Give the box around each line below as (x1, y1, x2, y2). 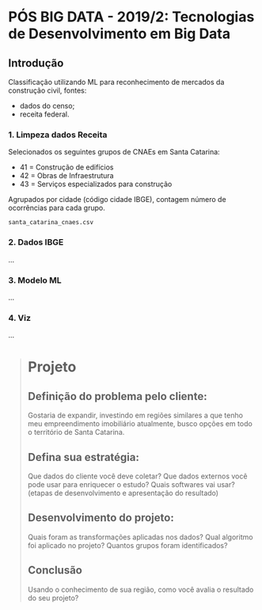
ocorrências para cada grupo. (8, 203, 105, 213)
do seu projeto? (27, 593, 79, 602)
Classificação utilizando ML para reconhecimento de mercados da (8, 78, 225, 86)
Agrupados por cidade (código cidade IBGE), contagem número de (8, 195, 227, 204)
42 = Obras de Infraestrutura (19, 171, 114, 181)
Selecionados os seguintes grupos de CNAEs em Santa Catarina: (8, 147, 220, 157)
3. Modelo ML (8, 274, 62, 285)
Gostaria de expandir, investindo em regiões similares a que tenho (27, 410, 244, 420)
